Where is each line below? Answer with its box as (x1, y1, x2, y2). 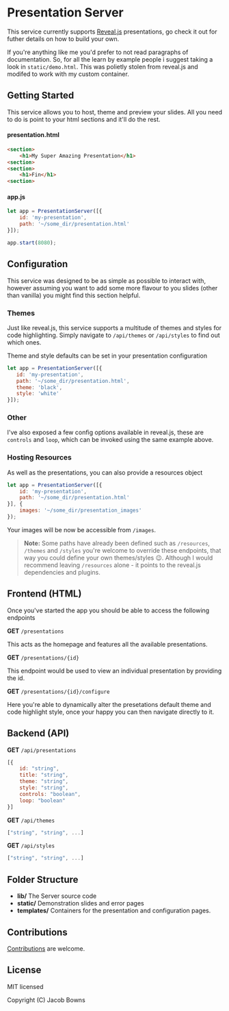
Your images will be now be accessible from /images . (7, 525, 156, 534)
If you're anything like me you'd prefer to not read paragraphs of (7, 48, 189, 56)
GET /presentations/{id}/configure (7, 687, 110, 695)
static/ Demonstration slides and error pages (16, 899, 145, 908)
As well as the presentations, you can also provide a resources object (7, 468, 203, 477)
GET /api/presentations (7, 745, 77, 754)
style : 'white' (16, 390, 59, 397)
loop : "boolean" (19, 797, 66, 804)
